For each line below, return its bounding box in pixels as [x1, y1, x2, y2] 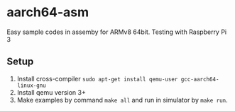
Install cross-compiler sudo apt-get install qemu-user [16, 74, 178, 83]
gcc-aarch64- [180, 76, 219, 83]
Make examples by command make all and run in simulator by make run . [16, 95, 228, 104]
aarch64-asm [6, 4, 89, 21]
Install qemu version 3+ [16, 88, 86, 96]
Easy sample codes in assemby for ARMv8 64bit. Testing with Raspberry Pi [6, 28, 227, 36]
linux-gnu [16, 82, 47, 89]
